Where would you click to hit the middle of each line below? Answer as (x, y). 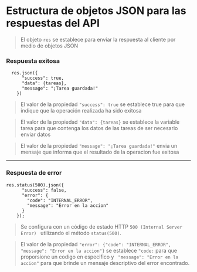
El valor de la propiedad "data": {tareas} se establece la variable (100, 122)
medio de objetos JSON (49, 46)
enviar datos (35, 135)
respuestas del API (53, 23)
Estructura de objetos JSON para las (96, 11)
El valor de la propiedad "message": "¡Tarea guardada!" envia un (99, 146)
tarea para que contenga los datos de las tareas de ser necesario (99, 128)
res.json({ (25, 73)
